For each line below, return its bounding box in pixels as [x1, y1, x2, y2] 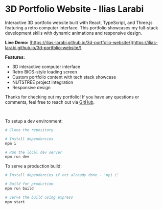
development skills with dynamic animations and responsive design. [5, 30, 142, 36]
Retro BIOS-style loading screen [12, 69, 77, 74]
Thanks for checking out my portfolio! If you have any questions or [5, 94, 140, 100]
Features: [5, 54, 25, 60]
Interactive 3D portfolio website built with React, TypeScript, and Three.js [5, 20, 153, 25]
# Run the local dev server [5, 150, 63, 155]
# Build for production [5, 182, 54, 186]
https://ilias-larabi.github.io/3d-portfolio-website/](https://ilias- [31, 39, 158, 45]
